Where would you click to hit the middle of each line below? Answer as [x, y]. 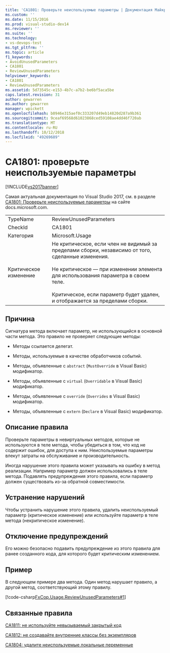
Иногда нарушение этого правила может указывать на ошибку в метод [83, 465]
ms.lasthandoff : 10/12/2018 [35, 132]
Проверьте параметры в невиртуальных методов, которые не [73, 439]
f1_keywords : [19, 57]
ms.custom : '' [20, 15]
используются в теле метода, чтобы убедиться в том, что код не [75, 445]
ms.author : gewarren [27, 104]
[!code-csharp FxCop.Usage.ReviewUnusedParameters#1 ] [66, 597]
